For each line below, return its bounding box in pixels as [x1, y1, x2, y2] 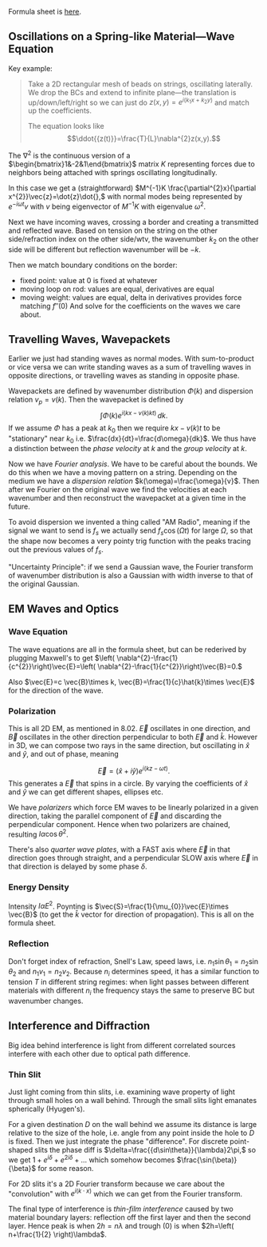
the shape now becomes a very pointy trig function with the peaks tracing [8, 536, 251, 546]
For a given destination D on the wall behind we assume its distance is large [8, 1120, 257, 1129]
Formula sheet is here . [8, 7, 82, 16]
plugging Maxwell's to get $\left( [8, 653, 116, 662]
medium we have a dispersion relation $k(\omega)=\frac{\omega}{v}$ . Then [8, 476, 260, 486]
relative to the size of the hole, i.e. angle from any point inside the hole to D [8, 1128, 255, 1138]
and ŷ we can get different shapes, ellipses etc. [8, 787, 163, 797]
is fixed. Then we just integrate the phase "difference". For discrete [8, 1137, 229, 1146]
